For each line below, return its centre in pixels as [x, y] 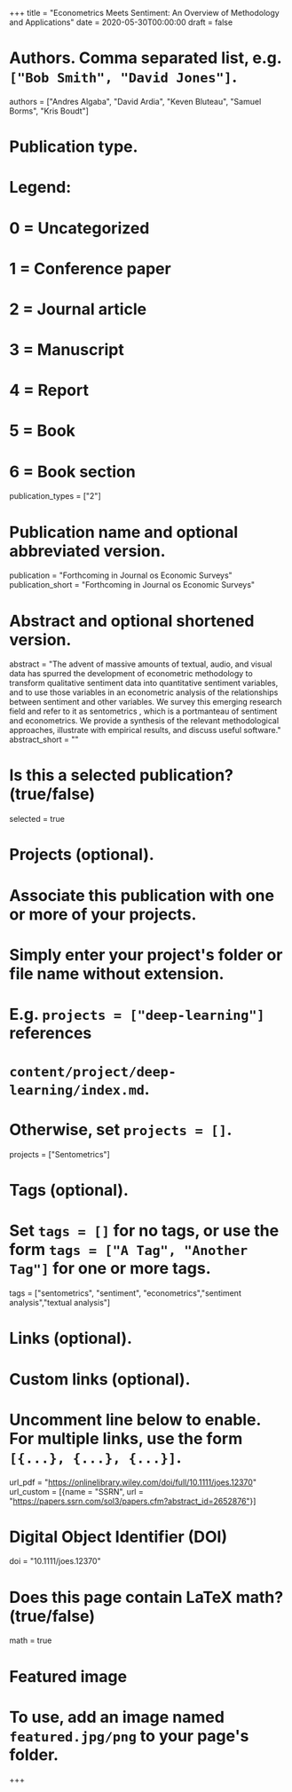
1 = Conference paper [90, 268]
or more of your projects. [103, 914]
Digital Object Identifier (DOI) [118, 1537]
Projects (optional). [82, 855]
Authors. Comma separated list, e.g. [146, 58]
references [51, 1033]
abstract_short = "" [44, 739]
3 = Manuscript [67, 350]
